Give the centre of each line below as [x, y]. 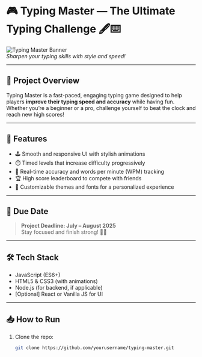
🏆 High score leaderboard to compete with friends [78, 178]
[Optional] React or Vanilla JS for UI [59, 294]
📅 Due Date [27, 211]
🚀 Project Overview [43, 81]
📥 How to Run [33, 319]
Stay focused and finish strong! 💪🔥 [64, 232]
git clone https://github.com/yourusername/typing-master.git [94, 348]
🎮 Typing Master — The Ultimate [91, 11]
